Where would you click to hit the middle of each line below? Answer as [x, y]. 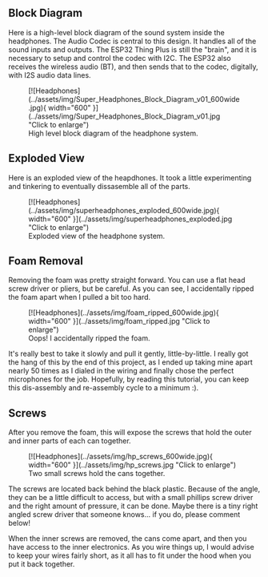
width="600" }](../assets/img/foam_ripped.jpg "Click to [119, 321]
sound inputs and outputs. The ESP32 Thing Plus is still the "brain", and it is [133, 49]
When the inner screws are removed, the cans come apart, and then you [128, 539]
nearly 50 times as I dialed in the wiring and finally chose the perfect [121, 371]
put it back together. [42, 564]
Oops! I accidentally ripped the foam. [89, 338]
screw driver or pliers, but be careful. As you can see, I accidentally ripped [131, 288]
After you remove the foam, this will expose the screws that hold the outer [130, 433]
